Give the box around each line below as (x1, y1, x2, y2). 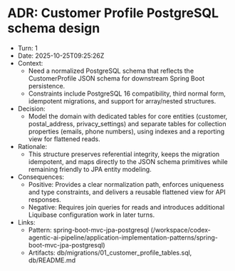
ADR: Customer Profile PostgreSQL (7, 5, 219, 21)
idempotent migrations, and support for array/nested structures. (28, 96, 216, 105)
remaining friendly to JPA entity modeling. (28, 165, 152, 173)
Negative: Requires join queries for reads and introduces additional (28, 203, 225, 211)
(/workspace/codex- (150, 225, 211, 234)
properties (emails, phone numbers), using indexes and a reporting (28, 127, 225, 135)
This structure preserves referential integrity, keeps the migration (28, 150, 220, 158)
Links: (17, 218, 36, 226)
